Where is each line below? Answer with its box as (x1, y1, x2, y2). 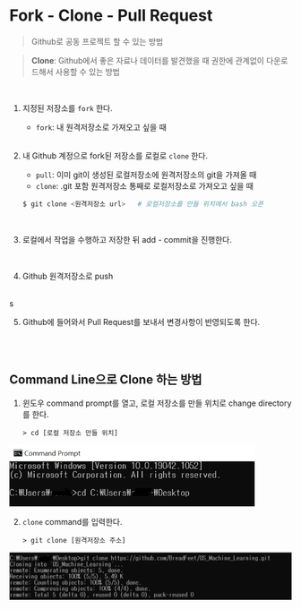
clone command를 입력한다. (21, 516, 123, 527)
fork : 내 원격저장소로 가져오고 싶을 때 (35, 122, 168, 133)
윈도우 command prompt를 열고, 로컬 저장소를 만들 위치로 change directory (21, 398, 292, 408)
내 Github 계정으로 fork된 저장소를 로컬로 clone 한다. (21, 150, 209, 161)
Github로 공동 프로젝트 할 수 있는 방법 (30, 36, 164, 47)
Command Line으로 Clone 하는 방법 (9, 373, 202, 388)
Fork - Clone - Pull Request (9, 5, 213, 26)
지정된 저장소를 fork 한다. (21, 102, 114, 113)
